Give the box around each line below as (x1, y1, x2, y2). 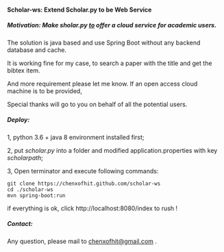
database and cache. (7, 45, 67, 54)
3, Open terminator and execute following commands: (7, 166, 159, 175)
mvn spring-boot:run (7, 192, 66, 199)
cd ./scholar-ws (7, 186, 53, 193)
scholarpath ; (7, 153, 43, 162)
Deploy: (7, 116, 30, 124)
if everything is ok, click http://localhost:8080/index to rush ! (7, 204, 178, 212)
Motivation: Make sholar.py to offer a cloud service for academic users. (7, 21, 217, 29)
